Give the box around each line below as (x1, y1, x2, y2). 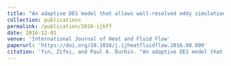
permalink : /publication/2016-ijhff (7, 23, 112, 30)
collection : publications (7, 16, 81, 23)
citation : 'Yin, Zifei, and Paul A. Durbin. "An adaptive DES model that (7, 49, 223, 56)
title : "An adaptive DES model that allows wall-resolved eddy (7, 10, 192, 17)
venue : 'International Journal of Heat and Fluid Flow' (7, 36, 170, 43)
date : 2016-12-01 (7, 29, 57, 36)
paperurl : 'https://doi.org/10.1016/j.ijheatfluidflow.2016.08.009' (7, 42, 208, 49)
